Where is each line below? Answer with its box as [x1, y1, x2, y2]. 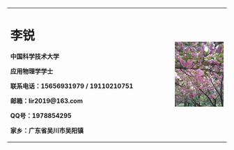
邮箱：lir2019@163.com [10, 96, 84, 105]
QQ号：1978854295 [10, 111, 72, 119]
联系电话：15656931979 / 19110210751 [10, 82, 134, 90]
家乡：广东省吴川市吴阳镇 [10, 126, 84, 135]
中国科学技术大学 [10, 52, 59, 60]
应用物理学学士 [10, 67, 54, 75]
